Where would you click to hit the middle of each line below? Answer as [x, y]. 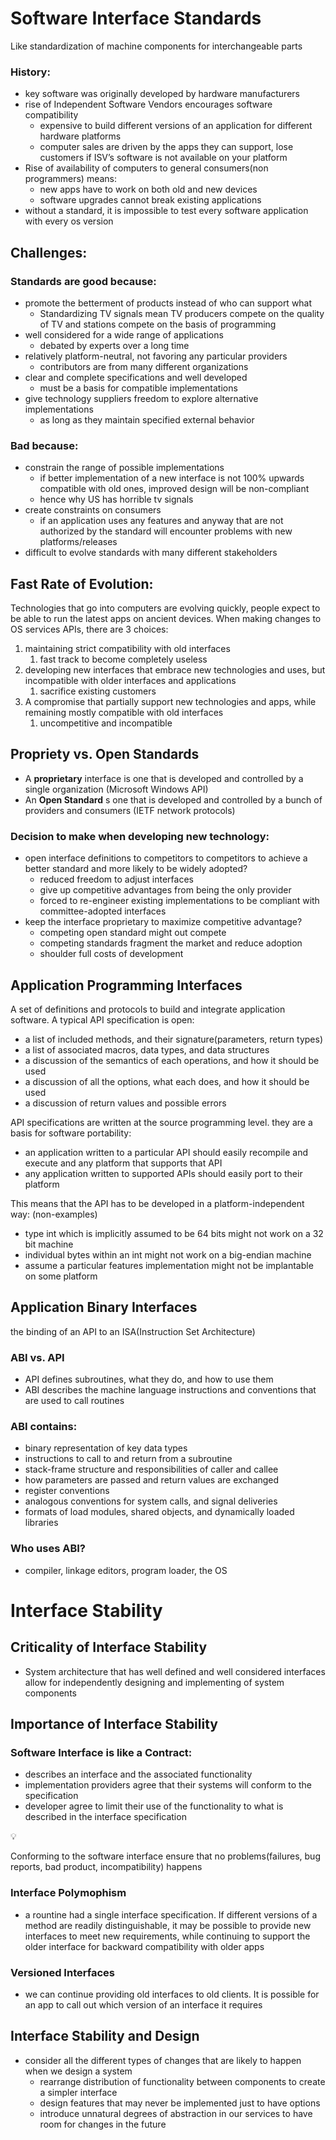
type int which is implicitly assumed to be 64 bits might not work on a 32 [174, 1233]
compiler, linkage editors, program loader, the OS [126, 1570]
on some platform [61, 1276]
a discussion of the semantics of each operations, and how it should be [172, 1060]
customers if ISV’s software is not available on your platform [163, 158]
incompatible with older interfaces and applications [130, 681]
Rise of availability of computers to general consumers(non [146, 168]
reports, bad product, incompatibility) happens [106, 1867]
